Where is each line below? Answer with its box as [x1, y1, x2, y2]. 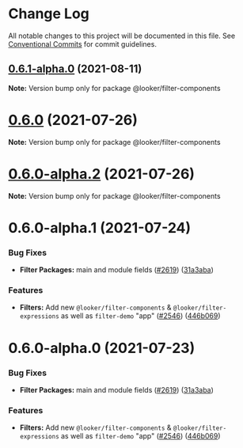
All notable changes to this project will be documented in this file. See [8, 31, 236, 40]
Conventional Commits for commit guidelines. [8, 39, 157, 48]
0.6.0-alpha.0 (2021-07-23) [8, 339, 196, 357]
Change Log [8, 5, 89, 23]
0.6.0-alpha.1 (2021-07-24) [8, 218, 192, 237]
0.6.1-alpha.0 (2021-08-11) [8, 63, 142, 76]
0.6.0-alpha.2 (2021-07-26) [8, 165, 196, 183]
